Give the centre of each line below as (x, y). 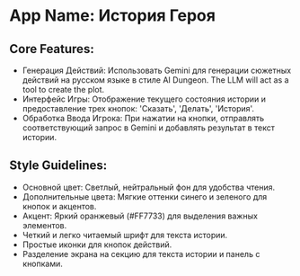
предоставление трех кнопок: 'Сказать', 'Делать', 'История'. (138, 108)
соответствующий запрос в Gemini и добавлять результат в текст (149, 128)
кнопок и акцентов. (59, 206)
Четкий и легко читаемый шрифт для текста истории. (125, 235)
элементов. (44, 225)
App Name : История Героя (112, 16)
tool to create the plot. (63, 89)
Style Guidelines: (58, 166)
